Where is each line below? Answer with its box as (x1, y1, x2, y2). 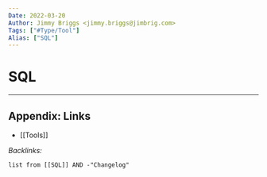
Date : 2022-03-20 (8, 11, 66, 20)
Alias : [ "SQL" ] (8, 33, 59, 42)
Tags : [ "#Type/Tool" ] (8, 26, 80, 34)
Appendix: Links (8, 109, 91, 123)
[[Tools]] (19, 130, 48, 140)
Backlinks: (8, 146, 42, 155)
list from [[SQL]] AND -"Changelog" (8, 161, 130, 169)
